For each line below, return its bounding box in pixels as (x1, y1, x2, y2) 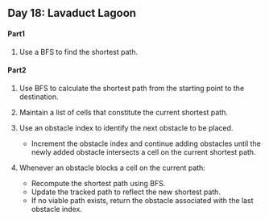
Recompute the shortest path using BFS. (31, 178, 166, 188)
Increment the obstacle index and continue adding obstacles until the (31, 139, 261, 148)
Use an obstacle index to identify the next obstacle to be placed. (19, 122, 234, 132)
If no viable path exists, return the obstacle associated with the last (31, 195, 254, 205)
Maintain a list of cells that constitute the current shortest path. (19, 107, 229, 117)
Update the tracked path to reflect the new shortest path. (31, 187, 221, 197)
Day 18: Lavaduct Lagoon (7, 6, 137, 20)
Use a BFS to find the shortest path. (19, 47, 139, 56)
